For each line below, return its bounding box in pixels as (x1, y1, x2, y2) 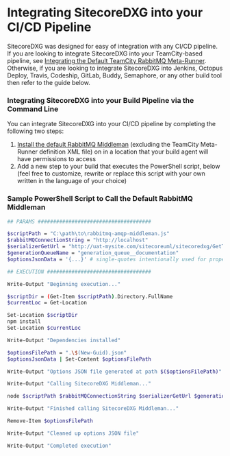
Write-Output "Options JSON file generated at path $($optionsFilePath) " (7, 368, 222, 375)
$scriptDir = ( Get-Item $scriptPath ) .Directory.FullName (7, 293, 173, 300)
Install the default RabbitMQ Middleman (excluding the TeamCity (16, 141, 199, 149)
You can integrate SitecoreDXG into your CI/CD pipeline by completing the (7, 120, 216, 128)
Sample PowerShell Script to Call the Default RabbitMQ (7, 194, 194, 204)
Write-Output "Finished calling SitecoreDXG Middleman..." (7, 405, 179, 412)
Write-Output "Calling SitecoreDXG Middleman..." (7, 381, 152, 387)
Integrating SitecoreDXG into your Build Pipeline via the (7, 95, 194, 105)
